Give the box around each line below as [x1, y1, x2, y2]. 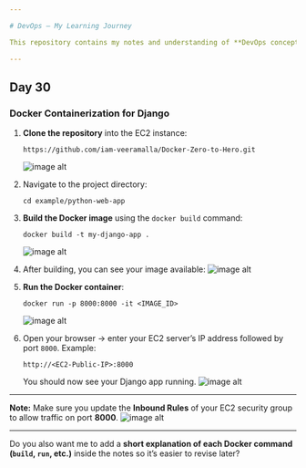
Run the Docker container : [22, 282, 125, 293]
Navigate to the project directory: [22, 179, 148, 190]
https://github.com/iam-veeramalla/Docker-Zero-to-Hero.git [22, 145, 256, 155]
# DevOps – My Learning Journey [9, 21, 132, 30]
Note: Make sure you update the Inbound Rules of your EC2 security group [9, 402, 293, 413]
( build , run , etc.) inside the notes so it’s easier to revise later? [9, 448, 240, 459]
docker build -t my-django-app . [22, 230, 150, 240]
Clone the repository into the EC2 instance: [22, 128, 188, 139]
